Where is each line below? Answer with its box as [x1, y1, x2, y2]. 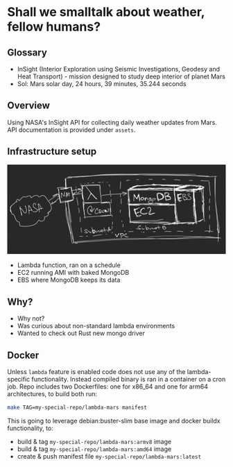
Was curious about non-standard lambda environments [17, 322, 175, 330]
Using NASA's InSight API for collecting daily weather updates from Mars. [7, 118, 217, 126]
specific [7, 375, 31, 383]
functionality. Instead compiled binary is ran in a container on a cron [31, 375, 226, 383]
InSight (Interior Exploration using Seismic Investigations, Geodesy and [17, 65, 221, 73]
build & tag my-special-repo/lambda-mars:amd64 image [17, 445, 172, 453]
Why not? [17, 314, 45, 323]
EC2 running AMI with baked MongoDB [17, 269, 130, 277]
